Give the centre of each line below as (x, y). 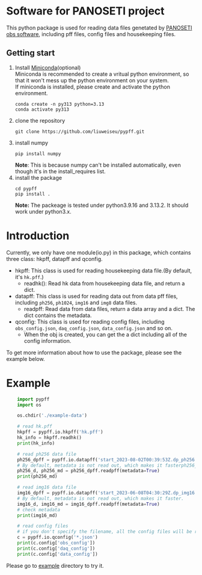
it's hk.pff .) (29, 277)
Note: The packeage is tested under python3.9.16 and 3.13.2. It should (102, 205)
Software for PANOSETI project (85, 11)
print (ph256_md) (38, 476)
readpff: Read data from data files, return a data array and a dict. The (109, 309)
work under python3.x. (43, 211)
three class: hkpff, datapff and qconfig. (55, 259)
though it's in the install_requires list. (60, 171)
